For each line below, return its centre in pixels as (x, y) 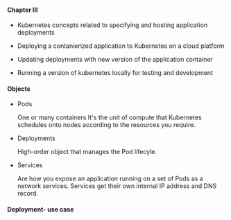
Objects (19, 88)
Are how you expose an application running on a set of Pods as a (110, 179)
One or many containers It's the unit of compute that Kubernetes (110, 117)
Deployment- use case (41, 209)
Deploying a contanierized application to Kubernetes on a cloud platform (121, 46)
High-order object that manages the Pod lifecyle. (87, 152)
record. (28, 194)
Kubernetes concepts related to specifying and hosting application (112, 25)
